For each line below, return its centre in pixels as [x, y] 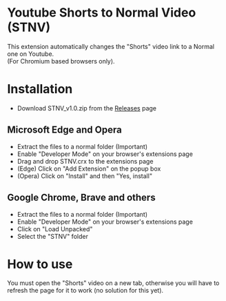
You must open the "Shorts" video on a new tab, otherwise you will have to [113, 283]
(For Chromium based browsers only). [61, 61]
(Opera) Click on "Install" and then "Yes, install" [85, 176]
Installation [40, 89]
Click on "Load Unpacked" [55, 229]
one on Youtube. [31, 54]
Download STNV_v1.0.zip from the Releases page [87, 108]
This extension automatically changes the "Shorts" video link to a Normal [111, 46]
